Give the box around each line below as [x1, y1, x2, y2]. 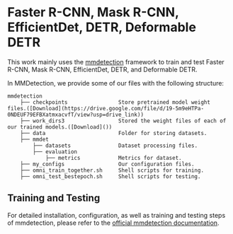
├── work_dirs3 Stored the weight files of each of [20, 117, 227, 124]
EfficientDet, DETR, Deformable [7, 19, 197, 35]
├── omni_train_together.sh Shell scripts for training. [20, 167, 204, 174]
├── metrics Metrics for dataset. [45, 154, 182, 161]
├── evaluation [33, 148, 78, 156]
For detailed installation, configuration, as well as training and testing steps [7, 211, 226, 219]
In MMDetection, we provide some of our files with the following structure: [7, 78, 225, 87]
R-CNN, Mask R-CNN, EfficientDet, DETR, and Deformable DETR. [7, 65, 198, 74]
